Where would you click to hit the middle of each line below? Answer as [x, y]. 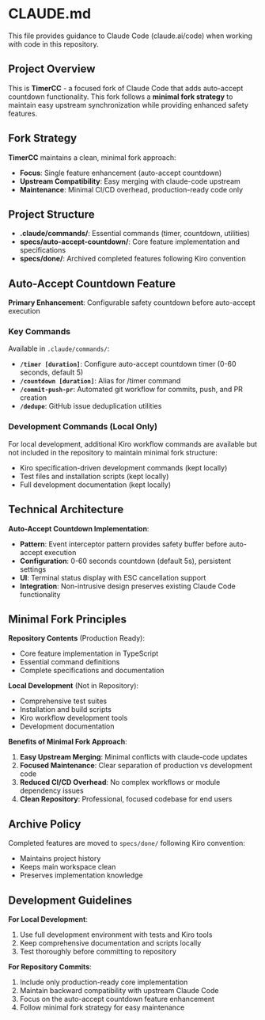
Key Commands [40, 332]
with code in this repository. [53, 44]
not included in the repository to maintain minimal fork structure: [113, 452]
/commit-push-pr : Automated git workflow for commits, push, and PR [131, 390]
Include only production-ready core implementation [104, 982]
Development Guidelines [70, 900]
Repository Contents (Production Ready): [76, 638]
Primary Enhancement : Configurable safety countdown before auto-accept [132, 303]
